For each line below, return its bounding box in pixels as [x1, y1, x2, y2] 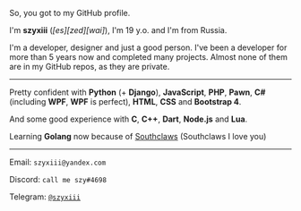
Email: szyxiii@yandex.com [9, 156, 107, 167]
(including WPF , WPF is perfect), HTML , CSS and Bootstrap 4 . [9, 97, 242, 106]
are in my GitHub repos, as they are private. [9, 62, 170, 72]
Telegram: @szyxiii [9, 191, 81, 202]
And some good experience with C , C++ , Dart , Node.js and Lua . [9, 114, 248, 124]
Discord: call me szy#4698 [9, 174, 107, 184]
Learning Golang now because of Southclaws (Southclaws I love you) [9, 131, 267, 141]
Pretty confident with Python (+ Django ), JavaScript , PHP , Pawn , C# [9, 87, 266, 97]
